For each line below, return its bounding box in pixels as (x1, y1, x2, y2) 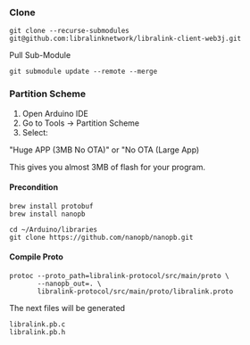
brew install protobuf (9, 201, 94, 210)
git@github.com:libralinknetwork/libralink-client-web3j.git (9, 34, 242, 44)
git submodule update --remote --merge (9, 67, 158, 77)
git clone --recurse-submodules (9, 27, 129, 36)
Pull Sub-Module (9, 50, 71, 61)
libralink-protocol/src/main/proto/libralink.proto (37, 287, 234, 296)
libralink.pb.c (9, 320, 66, 329)
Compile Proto (9, 251, 64, 262)
